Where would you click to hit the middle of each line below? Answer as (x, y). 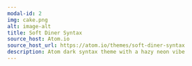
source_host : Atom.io (39, 39)
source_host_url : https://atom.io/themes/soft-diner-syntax (96, 45)
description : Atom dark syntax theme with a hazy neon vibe (96, 52)
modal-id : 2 (24, 13)
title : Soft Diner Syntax (45, 33)
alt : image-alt (29, 26)
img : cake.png (28, 20)
